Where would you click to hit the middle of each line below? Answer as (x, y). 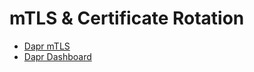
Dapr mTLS (47, 46)
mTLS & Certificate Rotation (127, 18)
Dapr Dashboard (57, 56)
